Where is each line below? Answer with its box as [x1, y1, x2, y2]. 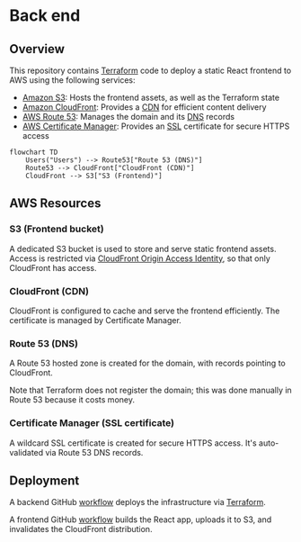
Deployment [9, 473, 80, 488]
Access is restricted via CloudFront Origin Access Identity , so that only [9, 253, 271, 264]
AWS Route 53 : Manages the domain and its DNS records [22, 112, 235, 122]
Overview [9, 41, 66, 57]
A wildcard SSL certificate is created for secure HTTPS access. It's [9, 438, 258, 448]
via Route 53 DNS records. [44, 447, 144, 457]
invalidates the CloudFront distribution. [9, 524, 153, 535]
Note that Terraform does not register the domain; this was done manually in [9, 384, 292, 396]
